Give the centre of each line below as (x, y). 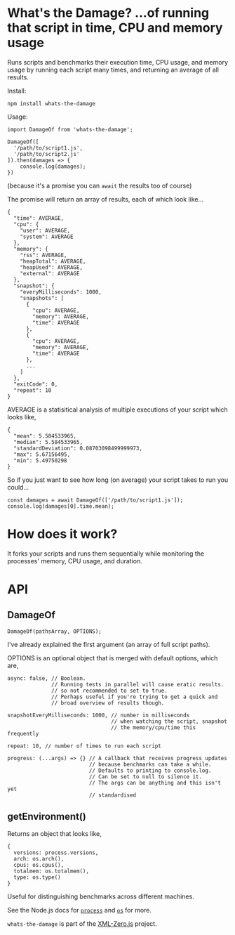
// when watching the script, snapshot (169, 721)
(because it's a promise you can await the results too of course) (100, 185)
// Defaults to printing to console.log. (150, 771)
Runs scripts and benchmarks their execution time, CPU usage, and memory (117, 62)
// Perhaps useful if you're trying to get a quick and (135, 697)
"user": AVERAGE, (45, 230)
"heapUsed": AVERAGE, (51, 267)
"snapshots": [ (42, 298)
